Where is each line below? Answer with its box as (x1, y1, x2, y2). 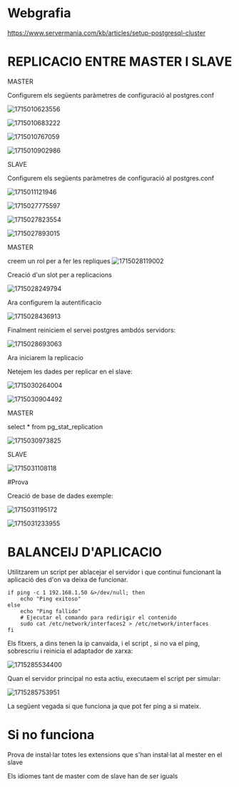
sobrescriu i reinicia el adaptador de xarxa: (7, 647, 133, 655)
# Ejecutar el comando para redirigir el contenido (20, 614, 177, 621)
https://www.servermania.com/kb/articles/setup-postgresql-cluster (7, 29, 205, 37)
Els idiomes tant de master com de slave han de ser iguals (7, 771, 178, 780)
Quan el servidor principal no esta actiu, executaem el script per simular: (7, 674, 221, 682)
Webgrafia (7, 5, 71, 21)
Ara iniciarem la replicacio (7, 353, 83, 361)
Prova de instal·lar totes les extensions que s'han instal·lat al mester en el (7, 750, 223, 758)
